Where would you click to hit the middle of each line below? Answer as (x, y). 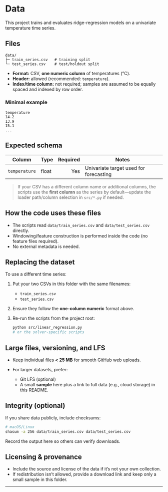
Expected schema (34, 146)
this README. (34, 390)
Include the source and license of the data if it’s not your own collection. (86, 469)
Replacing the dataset (40, 262)
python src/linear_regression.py (47, 328)
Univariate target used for (115, 168)
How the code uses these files (53, 213)
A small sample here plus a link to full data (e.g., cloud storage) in (87, 385)
